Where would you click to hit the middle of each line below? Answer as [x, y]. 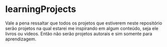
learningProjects [41, 9]
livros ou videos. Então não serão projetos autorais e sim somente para [79, 33]
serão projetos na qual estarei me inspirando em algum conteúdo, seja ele [82, 28]
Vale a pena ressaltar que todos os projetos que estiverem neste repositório [84, 23]
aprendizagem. [21, 39]
